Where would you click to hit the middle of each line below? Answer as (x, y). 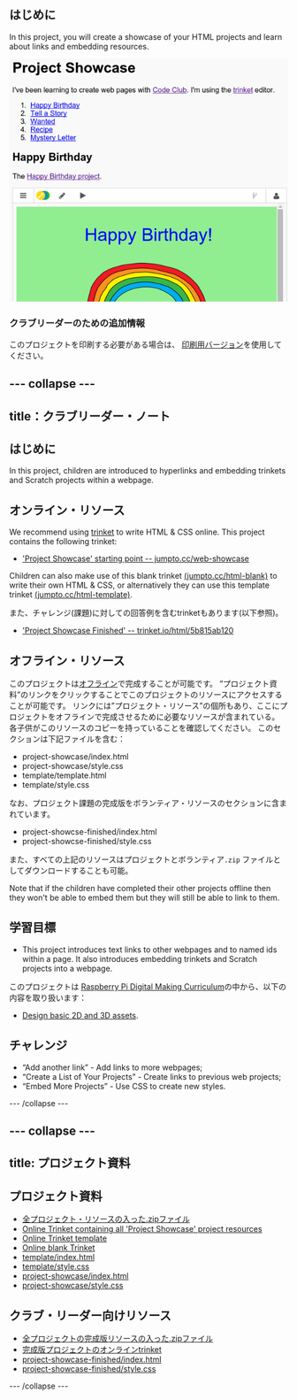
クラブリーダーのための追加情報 (77, 323)
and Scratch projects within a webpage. (82, 481)
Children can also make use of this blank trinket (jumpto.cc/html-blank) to (143, 576)
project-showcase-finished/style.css (89, 1369)
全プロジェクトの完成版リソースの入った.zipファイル (118, 1339)
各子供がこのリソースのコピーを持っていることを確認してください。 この (141, 728)
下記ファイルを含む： (86, 739)
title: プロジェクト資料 (70, 1163)
